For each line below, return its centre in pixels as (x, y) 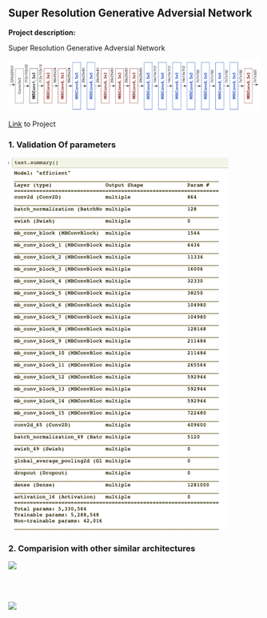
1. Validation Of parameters (62, 145)
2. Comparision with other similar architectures (102, 548)
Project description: (42, 32)
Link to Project (32, 124)
